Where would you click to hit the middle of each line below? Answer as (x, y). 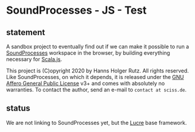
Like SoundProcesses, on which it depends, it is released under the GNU (95, 77)
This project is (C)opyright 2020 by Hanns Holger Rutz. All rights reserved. (97, 71)
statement (26, 32)
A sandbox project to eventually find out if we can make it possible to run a (97, 46)
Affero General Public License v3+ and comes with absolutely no (86, 83)
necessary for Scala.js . (34, 59)
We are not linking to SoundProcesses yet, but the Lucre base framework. (97, 122)
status (18, 109)
